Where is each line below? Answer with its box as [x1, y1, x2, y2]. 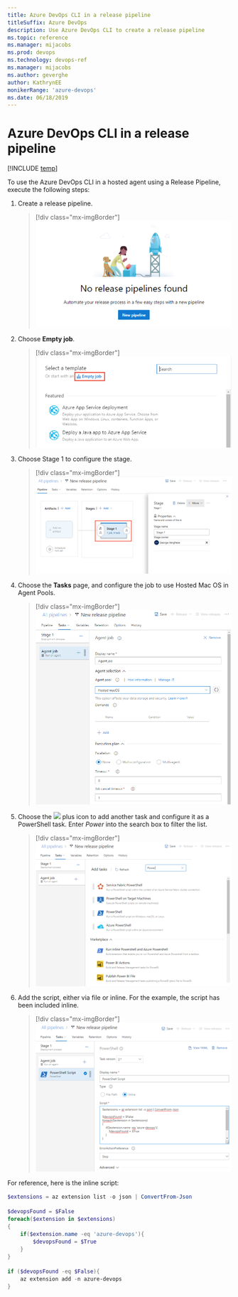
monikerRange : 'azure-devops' [7, 86, 97, 94]
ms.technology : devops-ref [7, 57, 87, 64]
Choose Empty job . [17, 334, 75, 343]
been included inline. [17, 1001, 80, 1010]
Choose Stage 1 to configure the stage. [17, 455, 133, 464]
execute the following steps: [7, 186, 90, 194]
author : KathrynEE [7, 79, 62, 86]
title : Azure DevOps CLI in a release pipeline [7, 11, 151, 18]
